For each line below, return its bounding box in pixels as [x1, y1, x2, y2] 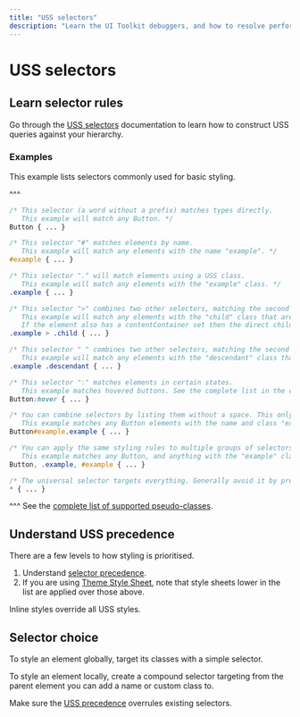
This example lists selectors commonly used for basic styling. [9, 171, 236, 181]
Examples [9, 151, 54, 164]
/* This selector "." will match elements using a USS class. [9, 272, 246, 281]
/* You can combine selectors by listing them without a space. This [9, 410, 274, 420]
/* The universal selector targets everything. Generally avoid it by [9, 476, 278, 485]
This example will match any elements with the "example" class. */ [21, 279, 281, 289]
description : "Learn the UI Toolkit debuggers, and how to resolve [9, 21, 266, 30]
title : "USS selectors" [9, 13, 98, 22]
